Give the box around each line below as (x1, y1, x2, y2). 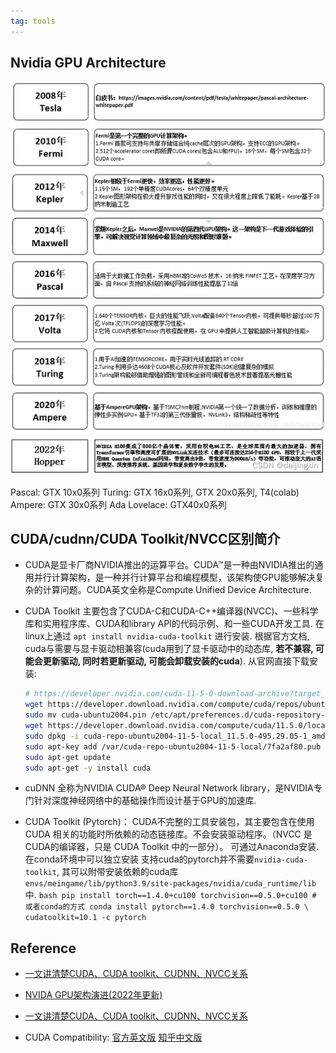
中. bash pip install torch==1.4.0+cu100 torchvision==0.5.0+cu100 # (24, 889, 317, 901)
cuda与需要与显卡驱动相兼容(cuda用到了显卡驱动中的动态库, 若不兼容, (24, 643, 314, 655)
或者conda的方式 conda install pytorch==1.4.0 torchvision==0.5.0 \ (24, 902, 309, 912)
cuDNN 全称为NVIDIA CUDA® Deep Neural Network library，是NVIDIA (24, 782, 314, 794)
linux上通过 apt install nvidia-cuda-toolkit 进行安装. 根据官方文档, (24, 630, 310, 642)
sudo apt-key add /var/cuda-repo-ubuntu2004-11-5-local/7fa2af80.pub (24, 741, 322, 752)
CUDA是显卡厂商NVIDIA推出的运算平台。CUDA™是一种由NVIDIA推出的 (24, 559, 315, 571)
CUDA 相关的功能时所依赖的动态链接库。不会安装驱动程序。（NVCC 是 (24, 828, 313, 840)
